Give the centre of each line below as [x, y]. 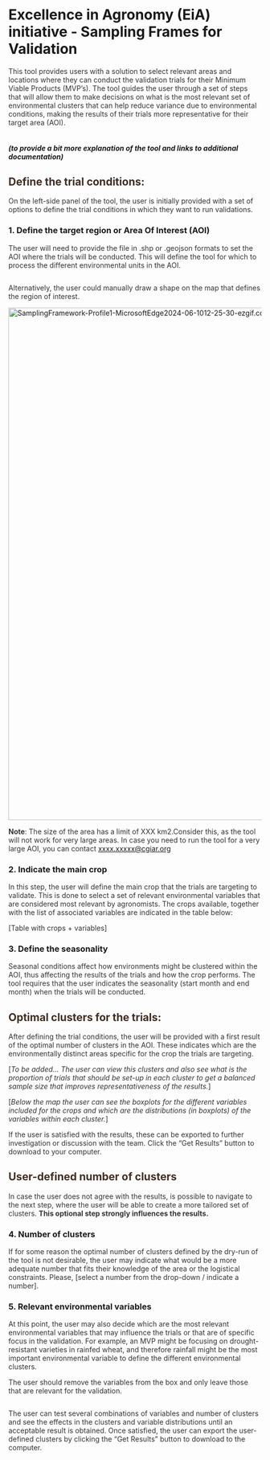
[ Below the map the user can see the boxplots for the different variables [128, 1102]
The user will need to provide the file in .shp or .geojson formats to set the [131, 248]
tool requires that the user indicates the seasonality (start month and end [129, 983]
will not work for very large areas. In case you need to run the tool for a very [134, 840]
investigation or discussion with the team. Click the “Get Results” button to [131, 1143]
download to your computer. [55, 1152]
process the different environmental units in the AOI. [95, 265]
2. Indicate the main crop [58, 869]
